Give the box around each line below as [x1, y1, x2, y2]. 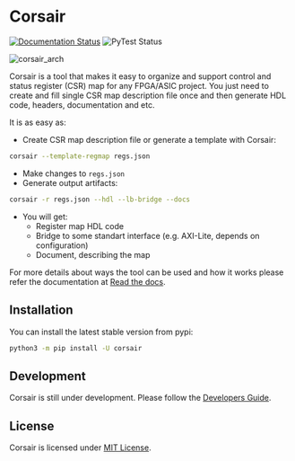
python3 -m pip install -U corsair [9, 343, 143, 352]
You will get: [22, 211, 68, 222]
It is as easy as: [9, 117, 67, 128]
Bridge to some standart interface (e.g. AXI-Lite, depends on [35, 230, 260, 241]
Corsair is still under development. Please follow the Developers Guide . [9, 393, 272, 403]
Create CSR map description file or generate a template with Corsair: [22, 134, 276, 145]
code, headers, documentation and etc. [9, 99, 155, 110]
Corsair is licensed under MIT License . [9, 442, 152, 453]
